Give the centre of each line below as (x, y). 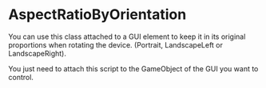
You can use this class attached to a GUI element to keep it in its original (127, 36)
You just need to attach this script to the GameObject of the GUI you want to (133, 68)
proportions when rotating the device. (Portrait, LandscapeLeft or (116, 44)
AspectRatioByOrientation (97, 15)
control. (21, 77)
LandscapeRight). (37, 53)
